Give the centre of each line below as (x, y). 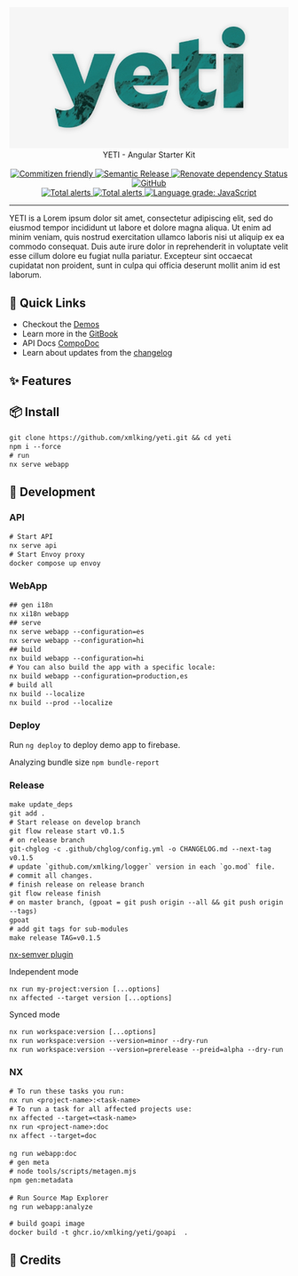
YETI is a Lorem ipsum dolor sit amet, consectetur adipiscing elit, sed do (141, 218)
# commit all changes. (51, 876)
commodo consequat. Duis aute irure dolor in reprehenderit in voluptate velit (149, 246)
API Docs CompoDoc (61, 343)
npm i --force (35, 447)
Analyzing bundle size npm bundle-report (84, 762)
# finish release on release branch (77, 885)
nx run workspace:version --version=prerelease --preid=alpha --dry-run (146, 1050)
